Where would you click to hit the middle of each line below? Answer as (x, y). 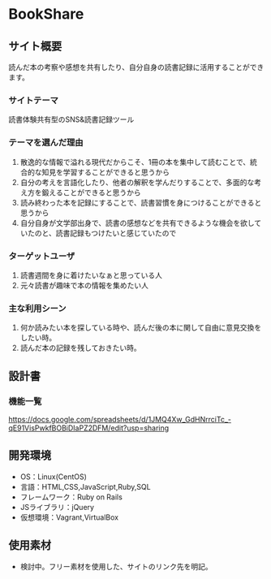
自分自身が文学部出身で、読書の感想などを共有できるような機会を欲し (137, 223)
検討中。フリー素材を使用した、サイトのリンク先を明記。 (116, 566)
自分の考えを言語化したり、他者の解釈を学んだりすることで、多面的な (137, 182)
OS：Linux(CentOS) (54, 477)
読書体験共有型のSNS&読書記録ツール (71, 119)
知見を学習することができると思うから (106, 172)
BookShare (46, 14)
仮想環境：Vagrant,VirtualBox (69, 517)
